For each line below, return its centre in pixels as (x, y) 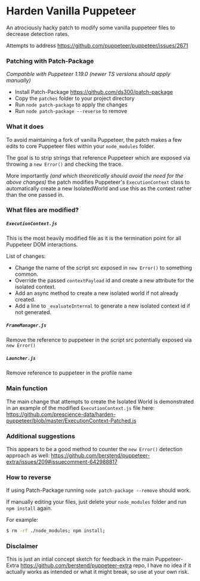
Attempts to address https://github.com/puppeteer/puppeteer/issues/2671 (97, 45)
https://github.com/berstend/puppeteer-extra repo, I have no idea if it (105, 565)
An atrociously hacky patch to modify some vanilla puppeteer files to (91, 28)
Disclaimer (22, 546)
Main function (27, 388)
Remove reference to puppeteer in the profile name (69, 373)
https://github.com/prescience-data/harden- (61, 414)
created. (25, 300)
